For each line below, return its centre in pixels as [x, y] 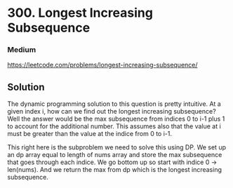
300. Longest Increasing [80, 13]
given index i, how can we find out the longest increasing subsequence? [112, 112]
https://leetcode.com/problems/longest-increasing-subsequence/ [102, 65]
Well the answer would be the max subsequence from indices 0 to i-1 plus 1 [116, 119]
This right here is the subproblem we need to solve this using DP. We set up [117, 147]
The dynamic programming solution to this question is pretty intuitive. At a [114, 104]
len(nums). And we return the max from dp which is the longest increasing [115, 170]
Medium [22, 50]
